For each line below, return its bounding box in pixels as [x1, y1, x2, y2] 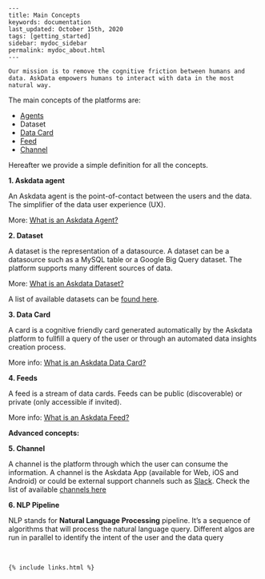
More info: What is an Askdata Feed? [8, 413, 130, 422]
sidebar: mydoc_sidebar [8, 39, 88, 47]
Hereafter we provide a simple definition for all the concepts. [8, 161, 208, 170]
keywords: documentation [8, 18, 91, 26]
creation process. [8, 342, 66, 352]
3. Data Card [8, 309, 50, 319]
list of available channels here [8, 485, 106, 494]
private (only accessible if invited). [8, 397, 122, 406]
